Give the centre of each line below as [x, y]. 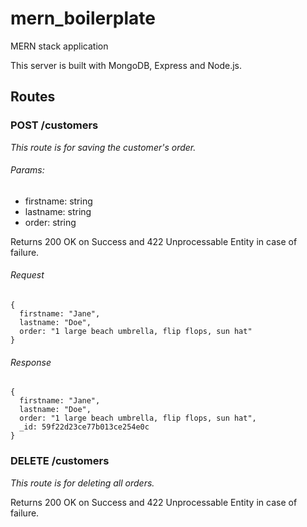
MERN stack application [59, 46]
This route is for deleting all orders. [82, 483]
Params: [27, 170]
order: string [50, 222]
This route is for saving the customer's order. [103, 147]
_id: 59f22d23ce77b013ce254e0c [84, 427]
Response [31, 362]
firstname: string [58, 201]
